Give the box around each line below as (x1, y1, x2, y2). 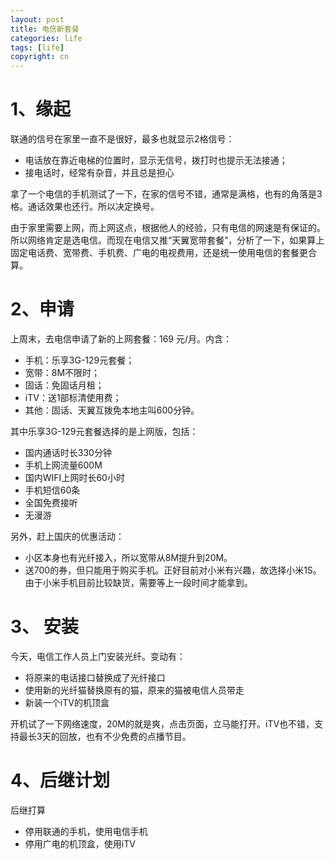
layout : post (10, 14, 65, 25)
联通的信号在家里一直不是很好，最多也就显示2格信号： (10, 133, 235, 145)
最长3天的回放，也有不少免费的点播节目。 (18, 730, 192, 742)
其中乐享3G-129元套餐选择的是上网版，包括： (10, 426, 199, 437)
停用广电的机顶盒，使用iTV (24, 837, 136, 850)
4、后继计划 (10, 769, 110, 792)
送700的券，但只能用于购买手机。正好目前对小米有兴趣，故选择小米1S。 (24, 564, 322, 576)
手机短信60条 (24, 484, 81, 496)
